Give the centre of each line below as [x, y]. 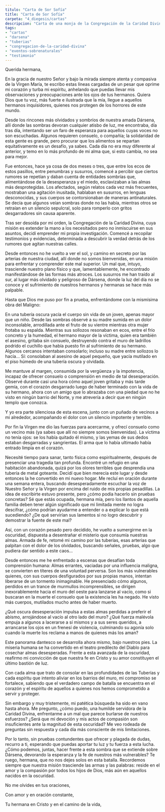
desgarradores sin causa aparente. [41, 213]
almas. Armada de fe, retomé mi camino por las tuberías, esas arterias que [81, 540]
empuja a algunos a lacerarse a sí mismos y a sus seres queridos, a [73, 622]
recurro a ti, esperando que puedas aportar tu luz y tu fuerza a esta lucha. [80, 744]
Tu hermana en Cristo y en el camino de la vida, [53, 805]
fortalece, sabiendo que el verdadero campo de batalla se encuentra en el [80, 683]
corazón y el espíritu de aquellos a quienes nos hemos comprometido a [77, 689]
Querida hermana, [23, 70]
